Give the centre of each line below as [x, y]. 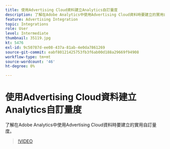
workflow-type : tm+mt [28, 57]
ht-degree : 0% [20, 66]
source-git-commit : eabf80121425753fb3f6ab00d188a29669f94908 [72, 52]
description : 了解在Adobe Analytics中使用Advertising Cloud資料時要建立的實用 [84, 15]
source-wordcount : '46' [30, 62]
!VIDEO [25, 141]
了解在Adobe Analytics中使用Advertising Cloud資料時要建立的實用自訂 [79, 125]
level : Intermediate [27, 33]
